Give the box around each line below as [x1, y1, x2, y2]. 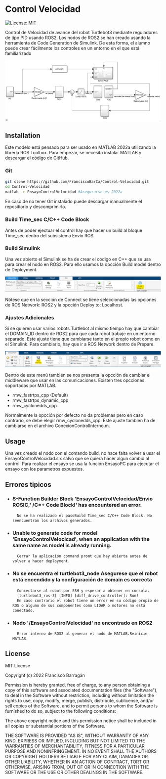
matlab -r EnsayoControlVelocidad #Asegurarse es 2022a [5, 189, 123, 195]
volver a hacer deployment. [12, 559, 70, 564]
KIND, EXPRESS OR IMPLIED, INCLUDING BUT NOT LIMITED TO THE [5, 737, 145, 743]
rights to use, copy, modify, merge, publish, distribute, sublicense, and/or [5, 697, 154, 703]
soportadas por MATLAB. [5, 383, 57, 389]
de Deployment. [5, 266, 38, 272]
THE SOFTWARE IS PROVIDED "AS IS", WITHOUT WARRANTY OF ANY [5, 733, 149, 738]
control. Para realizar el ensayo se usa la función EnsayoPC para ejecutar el [5, 461, 159, 467]
